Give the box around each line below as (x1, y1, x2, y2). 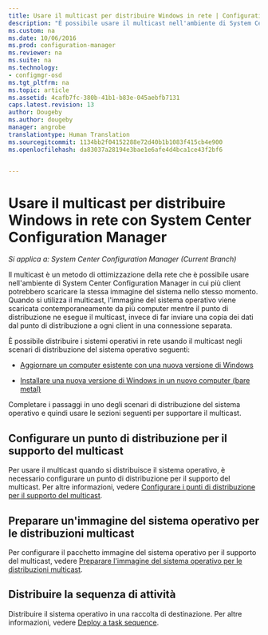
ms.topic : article (8, 86, 69, 94)
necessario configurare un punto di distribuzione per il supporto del (8, 473, 231, 484)
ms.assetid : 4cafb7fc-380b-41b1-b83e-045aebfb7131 (8, 94, 180, 102)
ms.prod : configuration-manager (8, 42, 116, 50)
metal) (19, 385, 41, 394)
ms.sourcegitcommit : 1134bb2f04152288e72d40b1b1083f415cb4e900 (8, 138, 223, 146)
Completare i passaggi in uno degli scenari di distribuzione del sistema (8, 400, 241, 409)
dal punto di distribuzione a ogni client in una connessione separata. (8, 321, 233, 330)
